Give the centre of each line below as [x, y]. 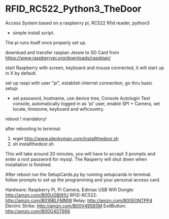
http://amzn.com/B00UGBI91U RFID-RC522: [51, 195]
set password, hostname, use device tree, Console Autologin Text [81, 98]
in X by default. [21, 73]
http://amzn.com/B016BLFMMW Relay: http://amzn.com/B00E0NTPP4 [79, 200]
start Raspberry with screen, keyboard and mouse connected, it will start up [85, 68]
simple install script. [33, 33]
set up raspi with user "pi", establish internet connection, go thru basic [79, 83]
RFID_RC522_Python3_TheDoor [73, 9]
